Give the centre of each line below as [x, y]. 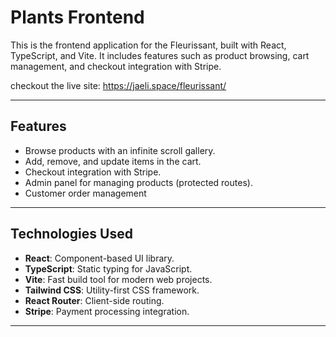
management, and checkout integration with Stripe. [116, 66]
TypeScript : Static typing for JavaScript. [108, 268]
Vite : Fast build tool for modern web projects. [118, 279]
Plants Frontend [77, 17]
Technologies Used [71, 234]
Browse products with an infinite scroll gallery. [120, 150]
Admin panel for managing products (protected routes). [138, 182]
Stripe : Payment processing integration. [107, 311]
